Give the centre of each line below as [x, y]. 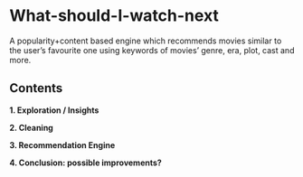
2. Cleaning [32, 127]
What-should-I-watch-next [114, 16]
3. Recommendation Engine [62, 144]
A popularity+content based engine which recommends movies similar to [146, 41]
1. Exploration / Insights [54, 110]
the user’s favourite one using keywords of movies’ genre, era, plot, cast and [152, 50]
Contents [36, 88]
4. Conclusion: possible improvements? [86, 163]
